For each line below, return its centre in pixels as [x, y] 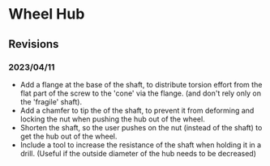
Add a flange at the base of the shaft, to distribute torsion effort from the [141, 84]
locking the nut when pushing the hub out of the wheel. [112, 119]
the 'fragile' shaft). [51, 101]
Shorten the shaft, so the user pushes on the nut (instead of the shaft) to [141, 127]
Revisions [34, 44]
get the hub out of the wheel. [69, 136]
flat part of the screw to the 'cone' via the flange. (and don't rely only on [141, 93]
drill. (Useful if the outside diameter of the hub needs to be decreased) [138, 153]
